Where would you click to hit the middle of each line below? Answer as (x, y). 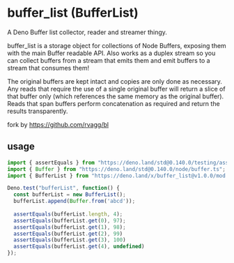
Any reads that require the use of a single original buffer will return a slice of (116, 89)
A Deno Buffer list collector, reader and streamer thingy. (87, 32)
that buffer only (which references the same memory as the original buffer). (116, 96)
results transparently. (38, 111)
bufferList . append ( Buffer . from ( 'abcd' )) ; (75, 201)
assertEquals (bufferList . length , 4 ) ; (68, 214)
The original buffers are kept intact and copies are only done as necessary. (115, 81)
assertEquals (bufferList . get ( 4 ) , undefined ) (79, 247)
